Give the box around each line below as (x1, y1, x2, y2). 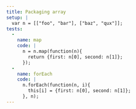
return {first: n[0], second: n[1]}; (28, 54, 123, 60)
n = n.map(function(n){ (22, 48, 83, 54)
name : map (17, 37, 42, 43)
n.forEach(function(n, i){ (22, 82, 91, 88)
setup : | (6, 15, 28, 21)
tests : (6, 25, 23, 32)
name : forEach (17, 71, 53, 77)
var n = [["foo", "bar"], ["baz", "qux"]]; (11, 20, 123, 26)
